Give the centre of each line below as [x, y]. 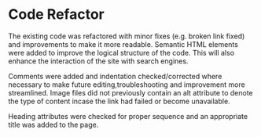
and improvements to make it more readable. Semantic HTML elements [123, 44]
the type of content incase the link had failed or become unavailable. [119, 101]
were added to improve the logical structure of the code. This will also [121, 52]
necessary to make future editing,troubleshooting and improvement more [127, 85]
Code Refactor [56, 14]
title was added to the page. [53, 124]
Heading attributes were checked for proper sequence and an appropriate [128, 116]
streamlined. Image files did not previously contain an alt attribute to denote [130, 92]
